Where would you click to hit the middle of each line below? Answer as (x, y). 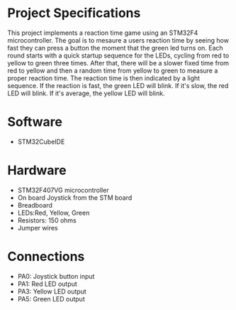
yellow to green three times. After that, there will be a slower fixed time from (118, 63)
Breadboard (35, 205)
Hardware (37, 170)
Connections (46, 257)
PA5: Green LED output (51, 299)
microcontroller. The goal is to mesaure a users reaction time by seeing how (118, 40)
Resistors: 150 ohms (47, 220)
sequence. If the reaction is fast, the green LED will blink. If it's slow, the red (118, 85)
